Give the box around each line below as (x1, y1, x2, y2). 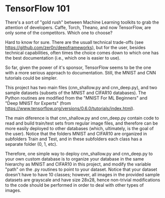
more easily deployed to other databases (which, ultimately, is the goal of (5, 125, 154, 131)
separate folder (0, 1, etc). (5, 141, 58, 147)
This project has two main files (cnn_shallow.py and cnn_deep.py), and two (5, 84, 158, 90)
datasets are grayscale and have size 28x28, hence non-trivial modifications (5, 177, 161, 183)
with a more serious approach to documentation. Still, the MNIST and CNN (5, 69, 156, 75)
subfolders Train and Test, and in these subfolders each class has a (5, 136, 142, 142)
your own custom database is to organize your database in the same (5, 156, 144, 162)
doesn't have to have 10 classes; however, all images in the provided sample (5, 171, 160, 177)
